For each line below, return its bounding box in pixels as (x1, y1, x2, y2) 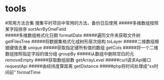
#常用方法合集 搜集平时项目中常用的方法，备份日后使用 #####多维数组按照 (5, 20, 159, 26)
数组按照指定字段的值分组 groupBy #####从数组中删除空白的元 (5, 50, 135, 57)
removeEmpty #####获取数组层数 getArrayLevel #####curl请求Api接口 (5, 57, 151, 63)
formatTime (17, 69, 41, 75)
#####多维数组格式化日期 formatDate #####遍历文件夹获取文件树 (5, 32, 141, 38)
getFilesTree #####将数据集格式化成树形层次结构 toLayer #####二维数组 (5, 38, 155, 44)
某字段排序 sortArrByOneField (5, 26, 66, 32)
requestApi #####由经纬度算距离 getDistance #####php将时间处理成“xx (5, 63, 155, 69)
